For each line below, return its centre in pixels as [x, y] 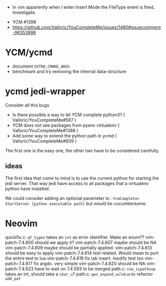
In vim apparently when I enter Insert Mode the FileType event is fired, [83, 7]
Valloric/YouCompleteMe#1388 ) [45, 130]
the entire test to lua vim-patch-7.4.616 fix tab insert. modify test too [74, 258]
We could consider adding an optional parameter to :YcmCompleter [72, 198]
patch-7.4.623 [19, 269]
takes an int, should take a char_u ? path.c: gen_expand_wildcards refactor [79, 274]
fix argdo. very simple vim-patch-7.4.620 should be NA [90, 263]
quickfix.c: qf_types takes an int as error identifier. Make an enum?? [75, 237]
